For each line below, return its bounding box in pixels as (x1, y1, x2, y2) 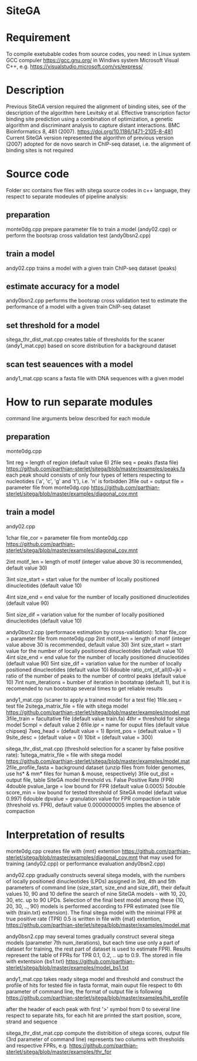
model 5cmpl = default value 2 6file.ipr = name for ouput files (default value (6, 721, 189, 728)
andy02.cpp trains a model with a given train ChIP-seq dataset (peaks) (6, 265, 177, 272)
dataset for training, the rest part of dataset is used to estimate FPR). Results (6, 945, 191, 952)
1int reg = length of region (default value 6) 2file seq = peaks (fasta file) (6, 458, 179, 466)
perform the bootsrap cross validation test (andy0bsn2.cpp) (6, 232, 151, 239)
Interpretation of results (6, 828, 125, 841)
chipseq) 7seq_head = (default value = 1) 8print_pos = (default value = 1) (6, 727, 182, 734)
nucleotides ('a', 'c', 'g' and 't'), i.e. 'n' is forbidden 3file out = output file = (6, 477, 184, 484)
